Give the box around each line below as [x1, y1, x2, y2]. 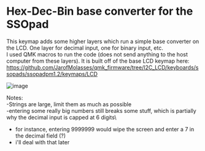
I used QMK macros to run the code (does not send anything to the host [6, 50, 188, 58]
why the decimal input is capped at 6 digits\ [6, 114, 117, 121]
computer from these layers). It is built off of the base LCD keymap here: [6, 57, 190, 64]
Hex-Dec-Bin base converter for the [6, 4, 193, 18]
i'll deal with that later [15, 138, 70, 145]
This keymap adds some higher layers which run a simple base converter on [6, 37, 199, 45]
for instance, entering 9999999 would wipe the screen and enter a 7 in [15, 125, 195, 133]
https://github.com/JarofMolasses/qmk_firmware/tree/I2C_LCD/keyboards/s [6, 63, 199, 71]
